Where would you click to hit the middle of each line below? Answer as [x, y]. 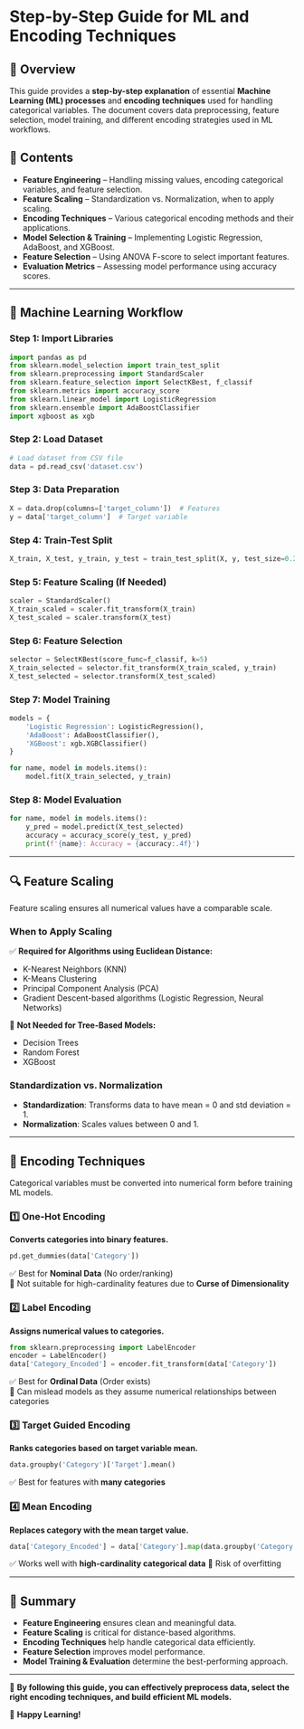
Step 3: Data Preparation [65, 489]
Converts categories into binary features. [89, 1240]
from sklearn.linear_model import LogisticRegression [113, 399]
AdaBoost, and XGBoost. [68, 247]
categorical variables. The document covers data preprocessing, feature [144, 110]
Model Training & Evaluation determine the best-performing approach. [155, 1661]
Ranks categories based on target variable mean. [104, 1449]
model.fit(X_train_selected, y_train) [99, 777]
